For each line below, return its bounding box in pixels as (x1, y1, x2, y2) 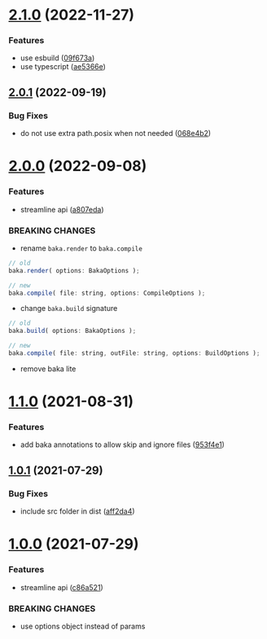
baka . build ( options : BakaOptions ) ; (8, 327, 137, 335)
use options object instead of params (20, 621, 146, 631)
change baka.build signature (20, 304, 118, 313)
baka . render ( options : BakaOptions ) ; (8, 266, 140, 274)
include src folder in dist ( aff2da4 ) (20, 506, 136, 516)
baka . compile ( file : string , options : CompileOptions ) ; (8, 289, 206, 297)
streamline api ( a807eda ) (20, 204, 104, 214)
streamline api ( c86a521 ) (20, 582, 103, 592)
